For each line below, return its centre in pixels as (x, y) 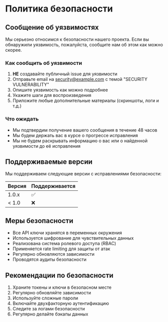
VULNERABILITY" (31, 85)
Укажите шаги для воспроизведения (52, 95)
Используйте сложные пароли (45, 298)
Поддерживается (53, 186)
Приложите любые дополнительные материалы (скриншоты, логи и (86, 100)
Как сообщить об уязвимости (44, 63)
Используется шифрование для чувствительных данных (73, 238)
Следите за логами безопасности (49, 309)
